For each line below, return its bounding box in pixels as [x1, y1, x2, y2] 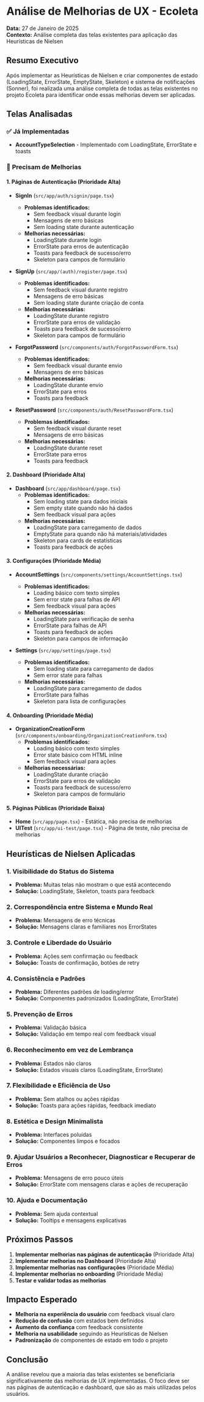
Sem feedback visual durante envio [33, 361, 123, 369]
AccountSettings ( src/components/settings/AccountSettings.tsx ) [15, 571, 183, 578]
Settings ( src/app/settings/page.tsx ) [15, 646, 111, 654]
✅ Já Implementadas [6, 127, 70, 136]
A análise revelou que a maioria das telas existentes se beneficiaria [6, 1371, 175, 1378]
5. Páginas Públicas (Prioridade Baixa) [6, 804, 105, 812]
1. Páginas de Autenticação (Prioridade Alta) [6, 178, 121, 185]
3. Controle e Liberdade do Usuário [6, 938, 112, 947]
